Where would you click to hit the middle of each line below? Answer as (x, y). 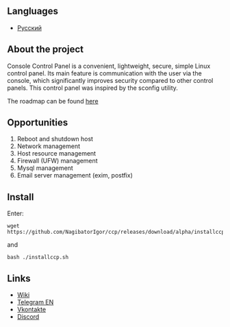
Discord (28, 317)
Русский (29, 27)
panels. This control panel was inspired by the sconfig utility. (92, 88)
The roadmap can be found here (53, 101)
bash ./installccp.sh (38, 257)
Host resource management (56, 154)
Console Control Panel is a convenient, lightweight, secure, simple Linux (109, 66)
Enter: (15, 214)
